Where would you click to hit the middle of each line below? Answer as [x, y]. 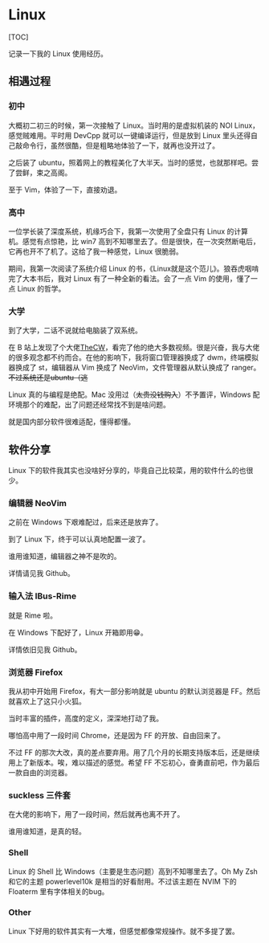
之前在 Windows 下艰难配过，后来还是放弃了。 [86, 522]
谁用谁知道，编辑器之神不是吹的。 [65, 557]
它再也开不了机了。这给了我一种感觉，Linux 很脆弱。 [96, 251]
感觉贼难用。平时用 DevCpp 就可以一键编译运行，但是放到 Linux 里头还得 [130, 135]
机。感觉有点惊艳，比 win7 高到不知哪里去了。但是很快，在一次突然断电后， [134, 241]
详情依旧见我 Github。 [45, 649]
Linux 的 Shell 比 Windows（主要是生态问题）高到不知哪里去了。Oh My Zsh [133, 871]
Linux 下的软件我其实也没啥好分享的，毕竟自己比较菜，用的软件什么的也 [127, 471]
